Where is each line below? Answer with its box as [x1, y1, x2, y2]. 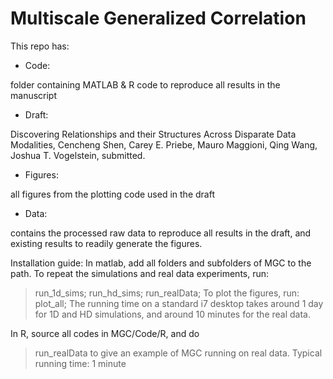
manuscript [10, 89, 58, 101]
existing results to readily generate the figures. [10, 237, 203, 249]
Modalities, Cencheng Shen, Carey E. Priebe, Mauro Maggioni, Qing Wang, [10, 138, 318, 151]
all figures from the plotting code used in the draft [10, 188, 215, 200]
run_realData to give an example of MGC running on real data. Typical [34, 347, 323, 359]
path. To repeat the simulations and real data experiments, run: [10, 267, 270, 279]
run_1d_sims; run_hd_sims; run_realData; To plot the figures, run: [34, 287, 300, 299]
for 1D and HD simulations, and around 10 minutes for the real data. [34, 308, 311, 320]
